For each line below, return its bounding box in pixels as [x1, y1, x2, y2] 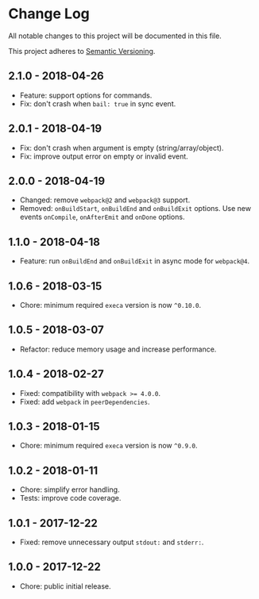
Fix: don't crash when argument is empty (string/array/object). [19, 143, 224, 152]
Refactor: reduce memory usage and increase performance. [19, 344, 217, 354]
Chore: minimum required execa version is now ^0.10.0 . [19, 301, 201, 309]
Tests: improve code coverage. [19, 493, 122, 503]
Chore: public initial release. [19, 581, 111, 591]
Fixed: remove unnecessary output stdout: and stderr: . [19, 537, 204, 547]
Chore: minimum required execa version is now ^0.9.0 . [19, 441, 198, 451]
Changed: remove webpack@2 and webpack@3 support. [19, 195, 191, 205]
